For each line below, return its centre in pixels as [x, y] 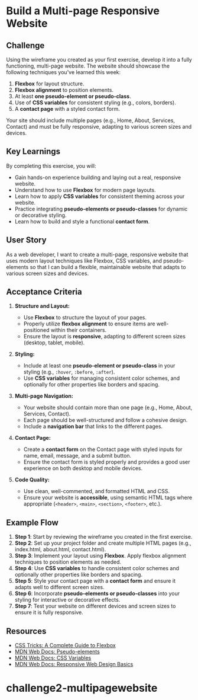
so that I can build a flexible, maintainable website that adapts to [108, 267]
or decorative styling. [40, 215]
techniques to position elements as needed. [68, 562]
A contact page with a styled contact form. [67, 109]
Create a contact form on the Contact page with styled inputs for [103, 449]
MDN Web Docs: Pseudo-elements [57, 652]
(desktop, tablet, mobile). [54, 343]
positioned [36, 330]
